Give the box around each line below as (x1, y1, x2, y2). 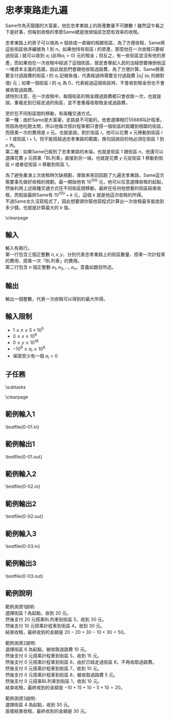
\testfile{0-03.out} (5, 573, 43, 579)
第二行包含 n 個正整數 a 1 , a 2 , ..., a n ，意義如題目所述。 (5, 264, 116, 271)
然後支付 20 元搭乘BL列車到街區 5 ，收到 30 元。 (5, 616, 107, 622)
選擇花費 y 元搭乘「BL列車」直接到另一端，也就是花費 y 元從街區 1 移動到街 (5, 155, 164, 161)
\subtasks (5, 384, 26, 390)
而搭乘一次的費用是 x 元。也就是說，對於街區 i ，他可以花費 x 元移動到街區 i (5, 129, 163, 135)
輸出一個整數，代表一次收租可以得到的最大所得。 (5, 296, 108, 302)
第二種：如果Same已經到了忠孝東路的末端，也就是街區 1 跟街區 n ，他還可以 (5, 149, 164, 155)
